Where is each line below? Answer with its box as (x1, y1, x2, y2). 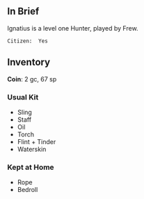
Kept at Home (7, 162, 54, 172)
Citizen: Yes (7, 38, 49, 45)
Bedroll (17, 186, 38, 194)
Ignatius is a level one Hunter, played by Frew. (7, 24, 138, 32)
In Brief (7, 6, 40, 17)
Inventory (7, 56, 51, 68)
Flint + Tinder (17, 137, 56, 145)
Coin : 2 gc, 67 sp (7, 74, 57, 83)
